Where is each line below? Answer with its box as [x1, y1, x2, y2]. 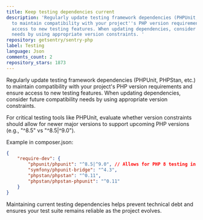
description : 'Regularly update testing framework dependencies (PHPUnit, [6, 15, 199, 21]
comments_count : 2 [6, 54, 53, 60]
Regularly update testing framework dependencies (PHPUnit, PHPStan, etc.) [6, 76, 196, 84]
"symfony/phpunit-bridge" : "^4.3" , [28, 167, 118, 173]
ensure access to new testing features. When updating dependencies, [6, 89, 181, 96]
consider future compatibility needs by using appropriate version [6, 95, 168, 103]
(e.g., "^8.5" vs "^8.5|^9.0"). [6, 127, 76, 134]
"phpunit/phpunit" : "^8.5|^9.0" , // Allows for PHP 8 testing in [28, 161, 196, 167]
